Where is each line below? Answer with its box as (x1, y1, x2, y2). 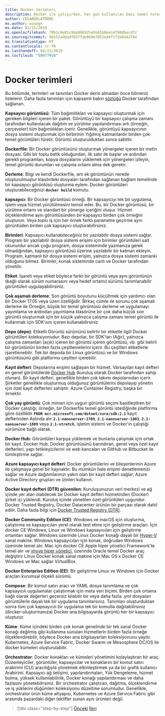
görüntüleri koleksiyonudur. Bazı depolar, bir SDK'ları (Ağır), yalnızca (5, 334, 144, 340)
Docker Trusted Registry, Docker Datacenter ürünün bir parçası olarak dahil (5, 502, 158, 508)
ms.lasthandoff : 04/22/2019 (5, 48, 63, 53)
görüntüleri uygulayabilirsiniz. (5, 283, 65, 289)
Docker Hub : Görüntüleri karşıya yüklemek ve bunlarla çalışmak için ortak (5, 436, 154, 442)
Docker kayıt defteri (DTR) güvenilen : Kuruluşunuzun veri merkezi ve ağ (5, 486, 152, 492)
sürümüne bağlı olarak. (5, 426, 52, 432)
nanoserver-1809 (5, 422, 38, 427)
